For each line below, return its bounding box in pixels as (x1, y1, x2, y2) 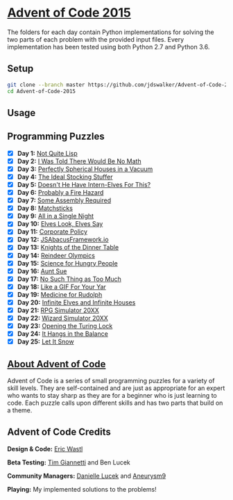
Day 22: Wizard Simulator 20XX (17, 314, 109, 323)
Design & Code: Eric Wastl (7, 444, 83, 453)
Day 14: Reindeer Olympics (17, 251, 96, 259)
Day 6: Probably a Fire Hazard (17, 188, 104, 197)
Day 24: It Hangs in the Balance (17, 330, 109, 338)
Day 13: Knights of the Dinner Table (17, 243, 119, 252)
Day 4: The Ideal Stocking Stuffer (17, 172, 113, 181)
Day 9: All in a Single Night (17, 212, 94, 220)
